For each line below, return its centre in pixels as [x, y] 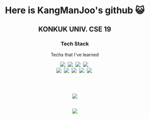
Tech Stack [75, 44]
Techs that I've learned [75, 54]
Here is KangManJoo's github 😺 [75, 10]
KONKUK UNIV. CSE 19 [75, 29]
